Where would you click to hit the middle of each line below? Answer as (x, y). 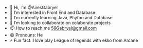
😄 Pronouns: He (26, 35)
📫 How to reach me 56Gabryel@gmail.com (53, 28)
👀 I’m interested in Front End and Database (53, 12)
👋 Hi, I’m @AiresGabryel (34, 7)
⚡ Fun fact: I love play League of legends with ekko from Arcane (74, 40)
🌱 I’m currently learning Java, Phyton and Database (61, 18)
